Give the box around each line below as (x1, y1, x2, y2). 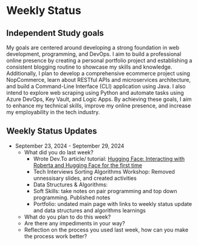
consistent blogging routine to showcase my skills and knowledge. (6, 63, 172, 70)
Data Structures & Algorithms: (33, 180, 108, 188)
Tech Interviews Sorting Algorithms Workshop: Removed (33, 168, 175, 175)
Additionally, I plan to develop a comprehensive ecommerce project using (6, 70, 190, 77)
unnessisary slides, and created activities (33, 174, 137, 182)
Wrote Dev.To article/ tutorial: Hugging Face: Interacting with (33, 155, 185, 162)
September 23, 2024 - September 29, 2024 (15, 142, 125, 149)
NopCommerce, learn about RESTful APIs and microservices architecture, (6, 77, 191, 83)
